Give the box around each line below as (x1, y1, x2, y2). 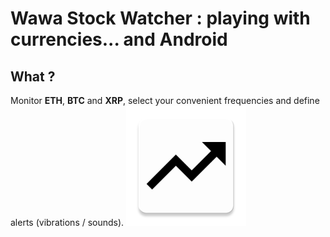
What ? (10, 68, 56, 85)
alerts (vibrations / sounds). (10, 217, 125, 228)
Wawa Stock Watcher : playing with (10, 7, 311, 30)
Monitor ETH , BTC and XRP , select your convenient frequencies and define (10, 95, 320, 106)
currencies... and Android (10, 28, 228, 51)
